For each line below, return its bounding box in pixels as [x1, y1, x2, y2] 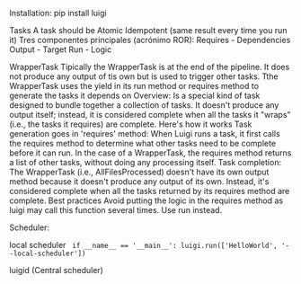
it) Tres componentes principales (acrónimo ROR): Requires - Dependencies [9, 35, 291, 45]
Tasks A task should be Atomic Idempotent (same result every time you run [9, 25, 288, 35]
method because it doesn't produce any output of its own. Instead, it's [9, 176, 270, 187]
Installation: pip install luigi [9, 8, 107, 18]
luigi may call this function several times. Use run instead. [9, 205, 223, 215]
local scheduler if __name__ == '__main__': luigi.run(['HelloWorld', [9, 240, 278, 250]
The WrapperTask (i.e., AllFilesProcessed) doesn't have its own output [9, 166, 270, 177]
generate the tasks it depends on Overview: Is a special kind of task [9, 90, 261, 101]
